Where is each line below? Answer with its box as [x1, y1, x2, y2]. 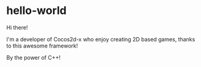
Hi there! [6, 24, 28, 31]
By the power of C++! [6, 54, 61, 61]
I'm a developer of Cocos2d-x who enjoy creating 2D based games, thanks [6, 35, 196, 43]
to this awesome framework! [6, 42, 78, 49]
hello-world [6, 4, 67, 18]
